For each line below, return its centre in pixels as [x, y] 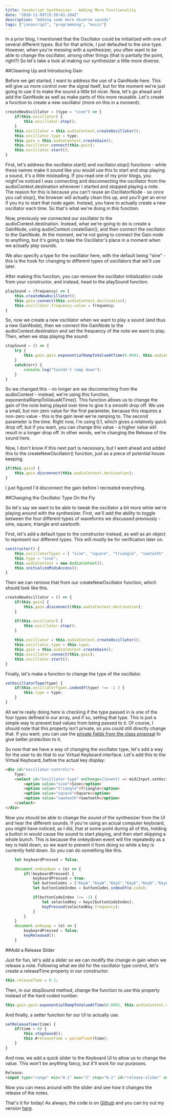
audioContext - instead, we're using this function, [58, 395]
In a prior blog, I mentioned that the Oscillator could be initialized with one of [86, 39]
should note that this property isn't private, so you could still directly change [86, 728]
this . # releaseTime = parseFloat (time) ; [66, 1038]
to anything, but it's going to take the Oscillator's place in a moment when [83, 240]
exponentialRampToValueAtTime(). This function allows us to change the [81, 400]
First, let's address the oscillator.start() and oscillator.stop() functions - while [86, 165]
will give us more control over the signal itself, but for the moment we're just [85, 86]
